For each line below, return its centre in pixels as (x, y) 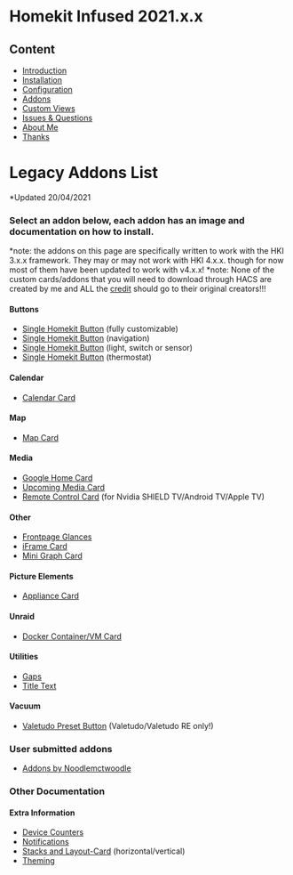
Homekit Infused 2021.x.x (106, 16)
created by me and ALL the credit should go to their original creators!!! (138, 289)
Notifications (45, 842)
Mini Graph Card (52, 556)
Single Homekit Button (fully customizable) (100, 329)
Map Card (40, 437)
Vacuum (25, 706)
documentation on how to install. (82, 231)
